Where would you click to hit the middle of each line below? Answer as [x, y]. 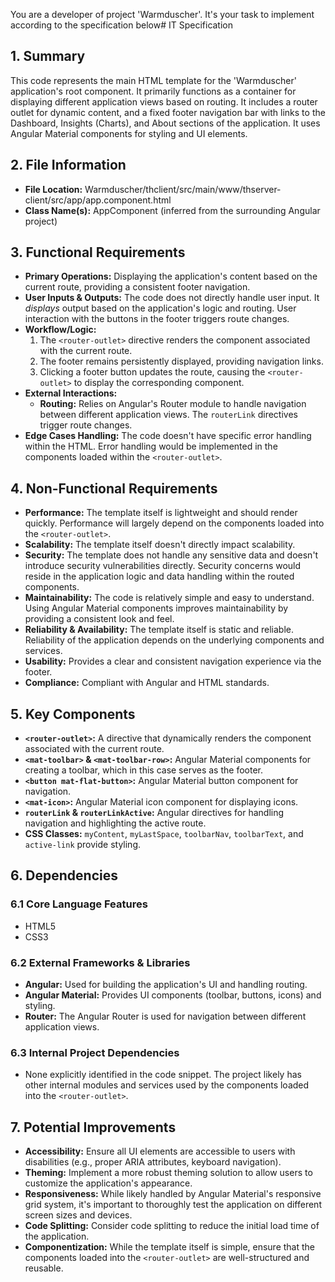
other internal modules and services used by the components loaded [167, 1085]
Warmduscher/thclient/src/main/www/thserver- [183, 189]
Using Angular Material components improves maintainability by [156, 608]
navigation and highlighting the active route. [115, 823]
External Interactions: [71, 393]
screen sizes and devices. [78, 1215]
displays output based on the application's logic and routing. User [160, 308]
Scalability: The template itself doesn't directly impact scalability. [160, 545]
